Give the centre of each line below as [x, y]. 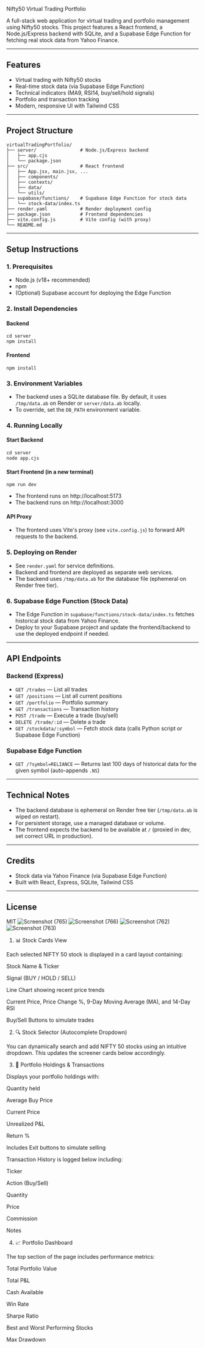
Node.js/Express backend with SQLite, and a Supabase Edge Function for [99, 34]
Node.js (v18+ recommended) [52, 280]
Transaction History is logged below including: [65, 1159]
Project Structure [40, 131]
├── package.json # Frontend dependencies [75, 214]
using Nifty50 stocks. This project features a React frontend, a [85, 27]
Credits [21, 861]
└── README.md [24, 225]
